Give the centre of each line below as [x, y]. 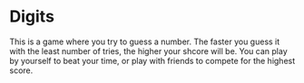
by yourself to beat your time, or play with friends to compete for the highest [152, 60]
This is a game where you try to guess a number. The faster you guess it [145, 41]
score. [21, 70]
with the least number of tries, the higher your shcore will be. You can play [148, 51]
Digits [32, 17]
